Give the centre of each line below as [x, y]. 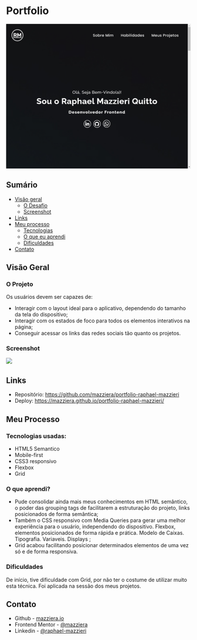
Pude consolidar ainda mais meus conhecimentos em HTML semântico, [101, 502]
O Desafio [35, 205]
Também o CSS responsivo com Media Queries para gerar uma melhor [100, 520]
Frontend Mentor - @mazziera [51, 625]
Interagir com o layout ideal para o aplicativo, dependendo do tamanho [100, 308]
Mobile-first [29, 455]
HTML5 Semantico [37, 449]
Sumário [22, 185]
